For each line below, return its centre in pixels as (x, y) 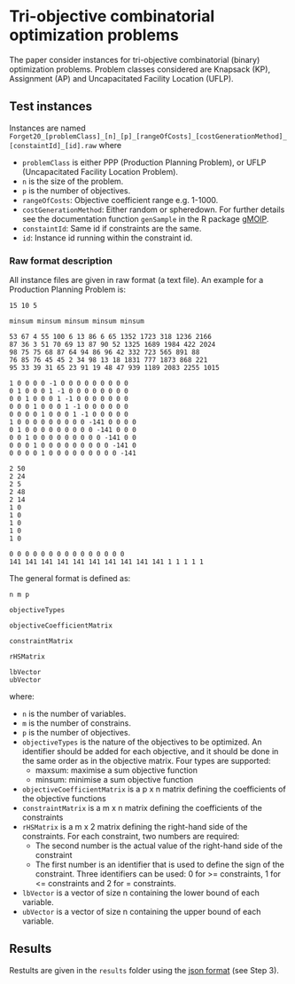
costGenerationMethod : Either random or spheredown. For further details (153, 209)
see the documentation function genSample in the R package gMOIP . (145, 218)
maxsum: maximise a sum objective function (116, 770)
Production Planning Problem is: (68, 289)
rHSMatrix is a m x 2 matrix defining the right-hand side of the (135, 827)
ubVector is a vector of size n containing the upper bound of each (141, 912)
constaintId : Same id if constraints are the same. (112, 228)
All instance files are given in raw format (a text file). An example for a (136, 280)
